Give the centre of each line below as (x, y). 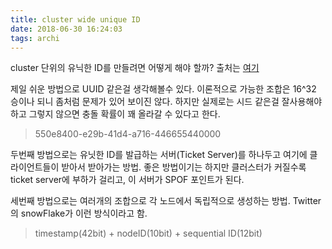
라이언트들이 (35, 167)
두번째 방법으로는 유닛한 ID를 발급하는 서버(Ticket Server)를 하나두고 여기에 (159, 155)
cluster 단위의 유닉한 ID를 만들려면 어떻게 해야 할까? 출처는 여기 (135, 68)
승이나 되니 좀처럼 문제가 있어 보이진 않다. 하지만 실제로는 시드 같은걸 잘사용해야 (166, 102)
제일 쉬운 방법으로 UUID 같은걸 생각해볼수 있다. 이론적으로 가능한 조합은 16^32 (163, 89)
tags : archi (35, 38)
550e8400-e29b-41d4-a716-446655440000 (128, 134)
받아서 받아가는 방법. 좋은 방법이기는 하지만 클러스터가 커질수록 (184, 167)
